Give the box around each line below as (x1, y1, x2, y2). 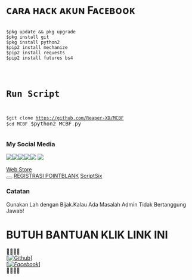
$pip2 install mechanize (6, 44, 68, 50)
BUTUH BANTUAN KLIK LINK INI (6, 228, 168, 241)
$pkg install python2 (6, 39, 60, 45)
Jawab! (6, 207, 24, 214)
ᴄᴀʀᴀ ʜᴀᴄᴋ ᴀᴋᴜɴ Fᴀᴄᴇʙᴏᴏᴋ (6, 4, 135, 17)
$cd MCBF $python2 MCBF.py (6, 121, 82, 127)
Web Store (6, 166, 32, 173)
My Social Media (6, 140, 55, 149)
